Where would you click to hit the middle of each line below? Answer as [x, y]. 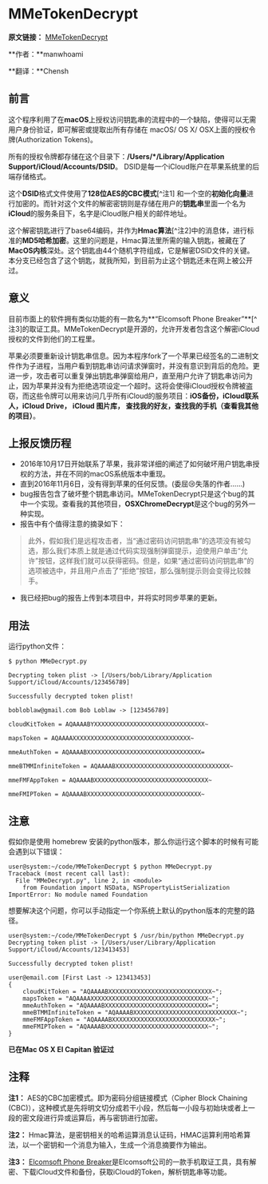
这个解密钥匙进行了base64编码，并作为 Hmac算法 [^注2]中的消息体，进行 [128, 230]
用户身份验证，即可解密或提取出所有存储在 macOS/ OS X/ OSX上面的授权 [128, 130]
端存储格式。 [29, 176]
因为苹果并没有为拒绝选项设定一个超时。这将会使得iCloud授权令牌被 [134, 385]
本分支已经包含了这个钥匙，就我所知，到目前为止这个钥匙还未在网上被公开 [130, 260]
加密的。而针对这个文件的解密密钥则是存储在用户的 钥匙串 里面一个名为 [130, 203]
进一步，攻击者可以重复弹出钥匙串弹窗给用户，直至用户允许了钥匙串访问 [127, 376]
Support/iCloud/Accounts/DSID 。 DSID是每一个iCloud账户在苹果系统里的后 [134, 166]
